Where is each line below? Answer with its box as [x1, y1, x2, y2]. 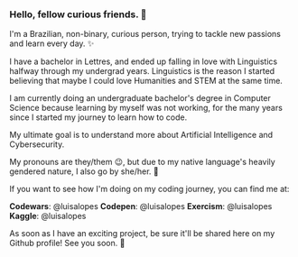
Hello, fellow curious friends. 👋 [9, 8, 147, 21]
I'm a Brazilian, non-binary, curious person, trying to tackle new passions [9, 29, 282, 40]
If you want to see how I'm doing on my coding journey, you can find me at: [9, 184, 290, 195]
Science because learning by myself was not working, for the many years [9, 103, 283, 114]
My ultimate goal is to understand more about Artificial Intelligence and [9, 130, 274, 141]
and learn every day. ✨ [9, 38, 95, 49]
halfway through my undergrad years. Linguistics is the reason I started [9, 66, 275, 77]
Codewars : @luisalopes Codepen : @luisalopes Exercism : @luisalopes [9, 201, 273, 212]
